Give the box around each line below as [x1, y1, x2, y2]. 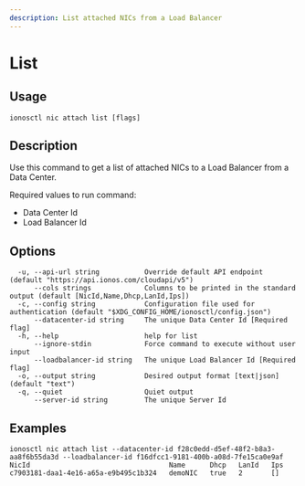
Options [9, 243, 57, 259]
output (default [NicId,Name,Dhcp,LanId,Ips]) [9, 291, 190, 301]
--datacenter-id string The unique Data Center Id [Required [33, 316, 288, 325]
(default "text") [9, 380, 76, 389]
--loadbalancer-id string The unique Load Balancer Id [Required [33, 355, 297, 365]
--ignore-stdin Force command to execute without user [33, 340, 297, 349]
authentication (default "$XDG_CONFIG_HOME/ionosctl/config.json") [9, 308, 272, 317]
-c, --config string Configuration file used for [17, 300, 256, 309]
